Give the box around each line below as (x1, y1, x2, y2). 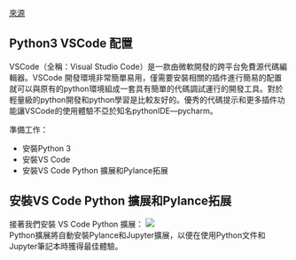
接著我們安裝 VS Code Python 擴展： (9, 218, 144, 229)
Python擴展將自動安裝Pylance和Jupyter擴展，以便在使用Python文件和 (9, 229, 266, 241)
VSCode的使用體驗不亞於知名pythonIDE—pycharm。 (24, 105, 218, 116)
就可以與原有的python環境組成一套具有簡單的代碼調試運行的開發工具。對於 (9, 83, 284, 94)
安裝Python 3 (21, 142, 71, 153)
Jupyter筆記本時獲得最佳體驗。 (9, 241, 123, 251)
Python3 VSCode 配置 (9, 36, 133, 51)
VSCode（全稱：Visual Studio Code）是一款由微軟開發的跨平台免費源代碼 (9, 61, 280, 72)
